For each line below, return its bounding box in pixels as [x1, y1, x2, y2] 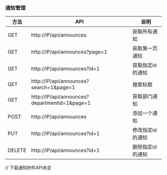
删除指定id [132, 144, 157, 151]
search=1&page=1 [31, 84, 76, 91]
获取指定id [132, 62, 157, 69]
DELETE [7, 147, 26, 154]
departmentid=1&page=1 [31, 100, 91, 107]
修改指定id [132, 127, 157, 134]
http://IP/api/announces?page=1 [31, 48, 108, 55]
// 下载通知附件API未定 [5, 165, 52, 171]
